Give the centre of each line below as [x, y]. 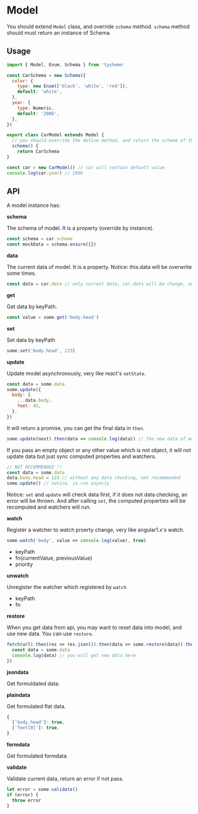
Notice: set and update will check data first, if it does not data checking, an [97, 495]
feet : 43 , [29, 406]
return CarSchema [38, 152]
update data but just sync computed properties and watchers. [81, 456]
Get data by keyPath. [32, 307]
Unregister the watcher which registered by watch [67, 587]
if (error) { [23, 795]
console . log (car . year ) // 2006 [45, 173]
